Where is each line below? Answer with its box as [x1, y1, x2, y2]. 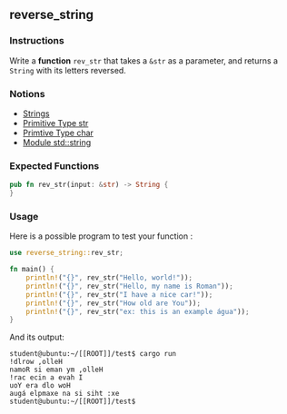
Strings [22, 108, 50, 119]
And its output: [9, 331, 65, 343]
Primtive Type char [22, 127, 94, 138]
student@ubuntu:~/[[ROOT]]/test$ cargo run [9, 350, 177, 359]
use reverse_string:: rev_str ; [9, 249, 124, 258]
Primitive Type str [22, 117, 89, 128]
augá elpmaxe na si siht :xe [9, 389, 120, 399]
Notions [9, 87, 45, 100]
